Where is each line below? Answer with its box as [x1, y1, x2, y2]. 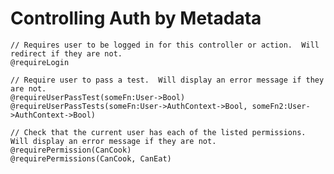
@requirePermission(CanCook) [10, 145, 132, 155]
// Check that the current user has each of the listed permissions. [10, 127, 307, 137]
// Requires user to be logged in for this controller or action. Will [10, 40, 320, 50]
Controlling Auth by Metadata [10, 7, 262, 30]
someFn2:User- [251, 101, 311, 111]
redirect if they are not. [10, 48, 123, 59]
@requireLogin [10, 57, 70, 67]
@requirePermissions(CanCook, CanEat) [10, 153, 172, 164]
